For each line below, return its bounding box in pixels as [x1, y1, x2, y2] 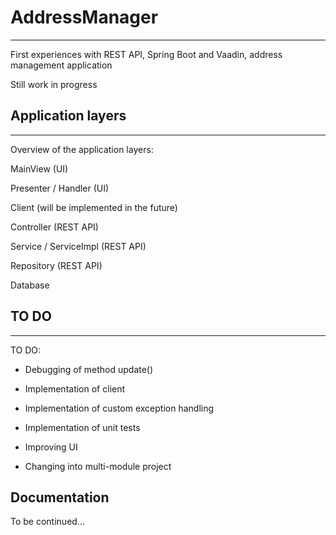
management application [10, 59, 113, 71]
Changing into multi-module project [24, 460, 172, 472]
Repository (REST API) [10, 259, 103, 271]
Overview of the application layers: [10, 143, 154, 155]
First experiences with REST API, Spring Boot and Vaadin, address [10, 48, 283, 60]
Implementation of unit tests [24, 421, 141, 433]
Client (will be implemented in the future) [10, 201, 178, 213]
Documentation [10, 489, 110, 506]
